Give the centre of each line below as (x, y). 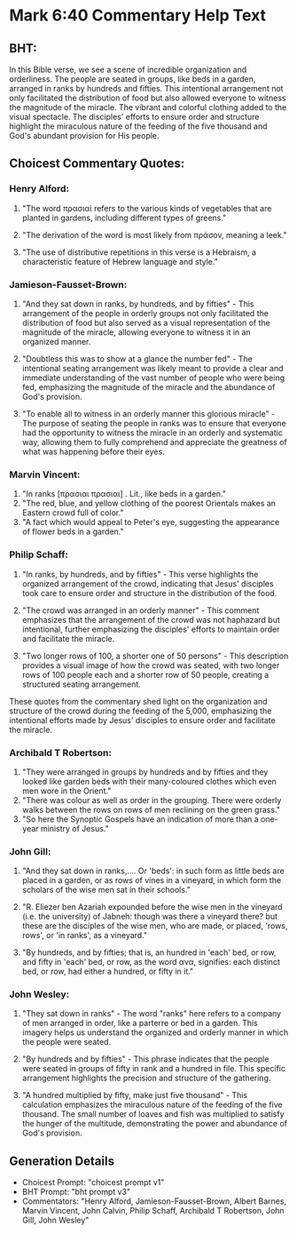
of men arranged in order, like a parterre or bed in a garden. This (140, 1023)
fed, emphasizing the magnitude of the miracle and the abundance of (148, 386)
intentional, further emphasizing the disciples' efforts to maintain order (151, 629)
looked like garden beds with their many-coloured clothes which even (149, 781)
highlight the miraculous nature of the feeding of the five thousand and (138, 126)
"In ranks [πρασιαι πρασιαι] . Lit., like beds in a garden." (124, 494)
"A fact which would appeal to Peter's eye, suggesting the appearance (151, 522)
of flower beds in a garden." (73, 532)
